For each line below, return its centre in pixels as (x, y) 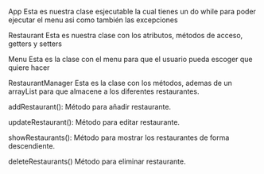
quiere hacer (29, 68)
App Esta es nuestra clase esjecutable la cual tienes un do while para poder (132, 12)
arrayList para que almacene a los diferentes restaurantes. (104, 91)
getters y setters (35, 44)
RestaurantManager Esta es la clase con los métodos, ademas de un (120, 83)
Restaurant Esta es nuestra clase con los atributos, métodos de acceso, (126, 35)
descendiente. (32, 146)
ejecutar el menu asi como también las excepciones (93, 20)
